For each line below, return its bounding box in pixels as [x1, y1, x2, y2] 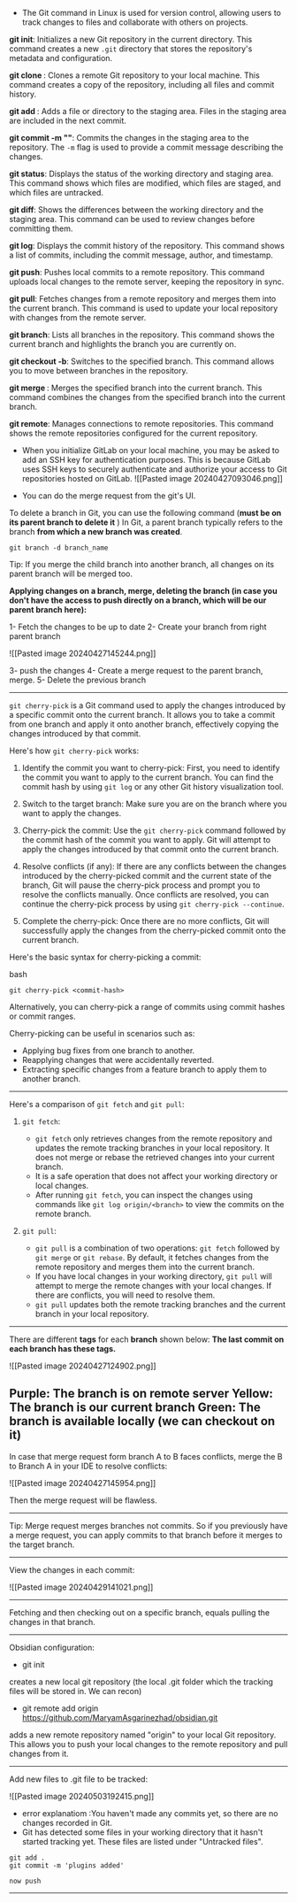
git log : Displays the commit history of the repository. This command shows [9, 241, 286, 250]
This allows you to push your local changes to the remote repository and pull [9, 1738, 288, 1749]
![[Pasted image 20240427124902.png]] [9, 1360, 156, 1371]
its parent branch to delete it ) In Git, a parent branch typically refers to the [9, 517, 283, 528]
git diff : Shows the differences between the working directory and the [9, 204, 263, 215]
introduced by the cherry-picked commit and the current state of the [21, 871, 272, 881]
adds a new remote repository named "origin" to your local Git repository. [9, 1730, 277, 1740]
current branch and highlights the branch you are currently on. [9, 339, 237, 349]
